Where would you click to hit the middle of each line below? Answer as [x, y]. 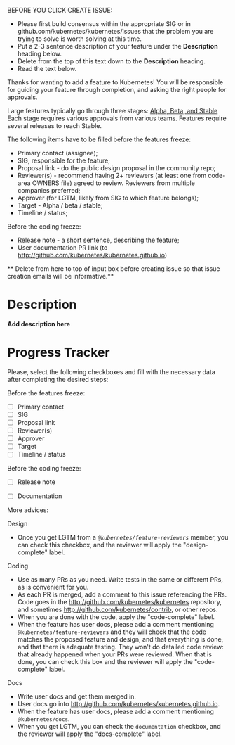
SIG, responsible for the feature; [64, 160]
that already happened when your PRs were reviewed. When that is [115, 654]
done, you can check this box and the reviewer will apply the [105, 662]
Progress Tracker [59, 353]
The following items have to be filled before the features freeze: [99, 139]
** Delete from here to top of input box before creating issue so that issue [114, 269]
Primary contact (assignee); [58, 153]
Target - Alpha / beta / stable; [60, 205]
